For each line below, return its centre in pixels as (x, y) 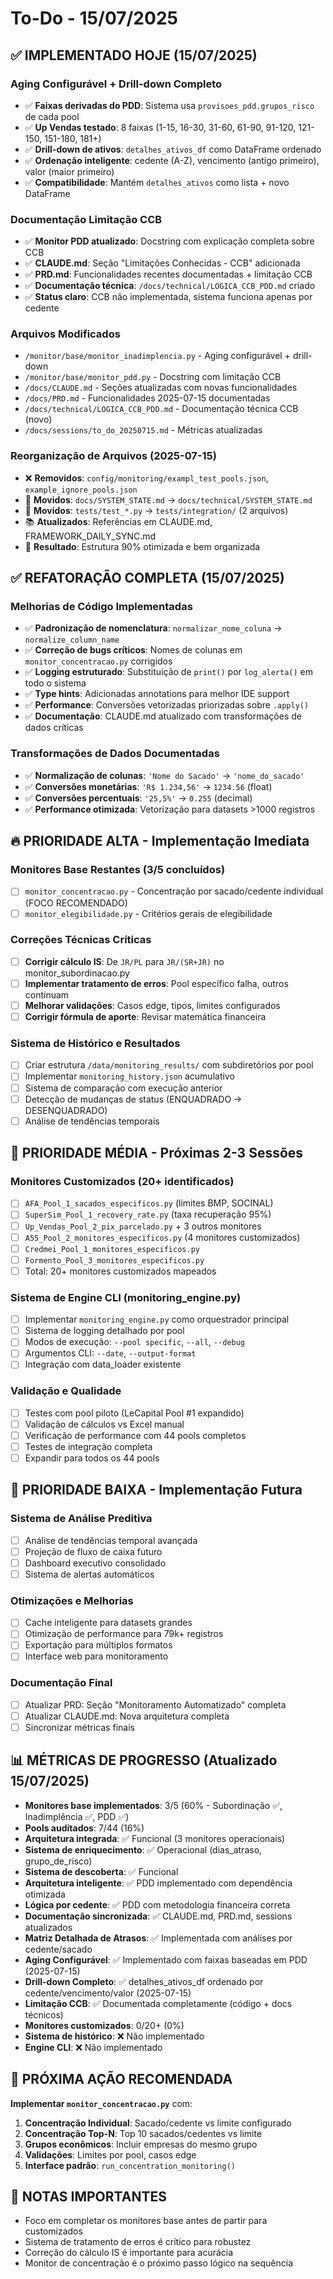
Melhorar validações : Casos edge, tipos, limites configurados (152, 1005)
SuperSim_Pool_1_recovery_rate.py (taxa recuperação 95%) (148, 1214)
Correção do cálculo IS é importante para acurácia (129, 2253)
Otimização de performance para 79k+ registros (124, 1634)
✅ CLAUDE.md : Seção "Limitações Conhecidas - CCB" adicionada (162, 263)
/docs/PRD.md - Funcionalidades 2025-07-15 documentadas (147, 398)
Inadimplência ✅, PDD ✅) (77, 1816)
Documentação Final (61, 1683)
